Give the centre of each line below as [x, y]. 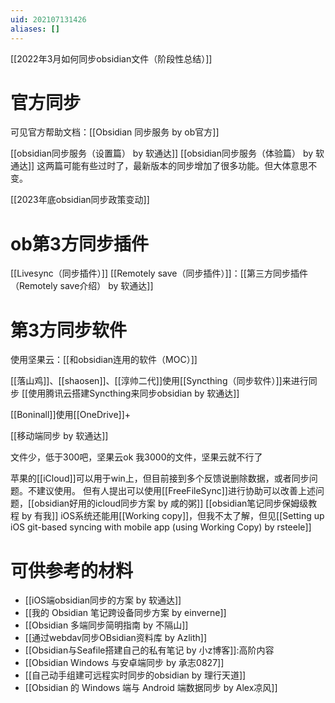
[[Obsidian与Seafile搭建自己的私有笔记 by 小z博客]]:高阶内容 [149, 650]
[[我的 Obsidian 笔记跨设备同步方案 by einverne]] [125, 613]
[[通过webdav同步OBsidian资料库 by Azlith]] [116, 638]
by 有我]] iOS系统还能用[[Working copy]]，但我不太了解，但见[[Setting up [173, 516]
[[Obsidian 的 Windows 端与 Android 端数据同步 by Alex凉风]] [151, 688]
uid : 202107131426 [48, 19]
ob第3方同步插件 [79, 243]
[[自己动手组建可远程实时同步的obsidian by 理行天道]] [135, 675]
